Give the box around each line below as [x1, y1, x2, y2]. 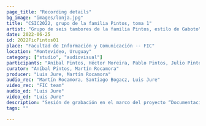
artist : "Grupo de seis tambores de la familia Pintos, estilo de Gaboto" [6, 26, 202, 32]
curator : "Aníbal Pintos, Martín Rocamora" [6, 65, 120, 72]
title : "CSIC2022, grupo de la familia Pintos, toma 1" [6, 20, 152, 26]
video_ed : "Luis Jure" [6, 94, 64, 100]
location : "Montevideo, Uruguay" [6, 49, 92, 55]
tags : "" [6, 105, 29, 111]
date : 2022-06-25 [6, 32, 51, 38]
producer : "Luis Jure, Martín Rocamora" [6, 71, 112, 77]
